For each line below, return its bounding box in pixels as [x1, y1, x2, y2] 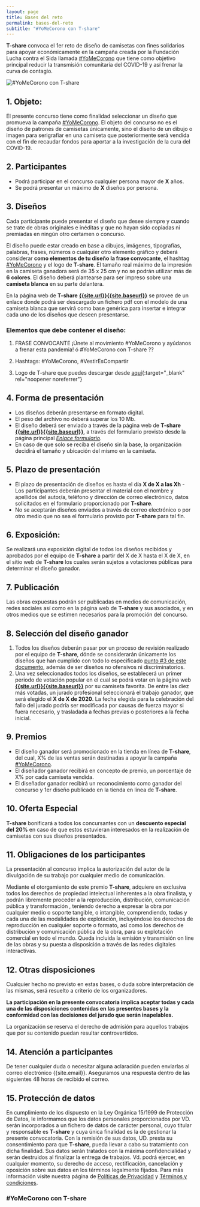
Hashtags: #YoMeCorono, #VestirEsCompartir [14, 357, 129, 365]
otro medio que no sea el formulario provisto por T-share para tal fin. [14, 512, 186, 519]
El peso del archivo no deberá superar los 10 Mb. [14, 415, 136, 422]
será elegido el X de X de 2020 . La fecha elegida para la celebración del [14, 695, 194, 703]
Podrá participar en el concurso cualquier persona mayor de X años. [14, 178, 184, 185]
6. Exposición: [6, 530, 60, 540]
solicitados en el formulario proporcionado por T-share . [14, 500, 153, 507]
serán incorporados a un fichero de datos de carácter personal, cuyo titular [6, 1121, 192, 1129]
